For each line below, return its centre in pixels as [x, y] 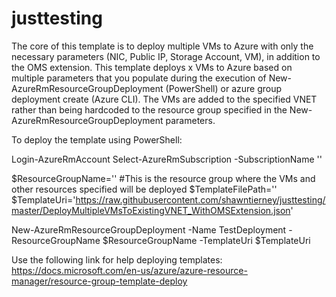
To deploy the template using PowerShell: [97, 139]
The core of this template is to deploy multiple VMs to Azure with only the [162, 46]
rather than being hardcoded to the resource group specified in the [149, 109]
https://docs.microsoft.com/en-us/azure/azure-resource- [129, 270]
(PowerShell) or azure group [224, 88]
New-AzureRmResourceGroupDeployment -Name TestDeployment [149, 229]
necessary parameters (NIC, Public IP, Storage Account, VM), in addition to [166, 56]
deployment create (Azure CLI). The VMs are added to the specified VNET [164, 99]
